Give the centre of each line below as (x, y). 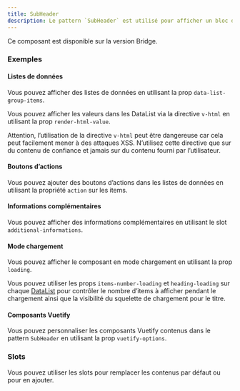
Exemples (25, 59)
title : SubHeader (33, 14)
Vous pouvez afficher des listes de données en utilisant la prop (100, 92)
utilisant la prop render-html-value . (59, 121)
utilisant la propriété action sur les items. (67, 190)
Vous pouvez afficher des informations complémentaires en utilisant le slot (117, 223)
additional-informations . (45, 230)
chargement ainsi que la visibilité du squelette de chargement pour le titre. (117, 299)
